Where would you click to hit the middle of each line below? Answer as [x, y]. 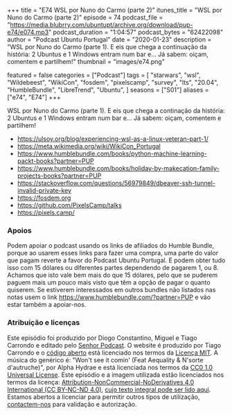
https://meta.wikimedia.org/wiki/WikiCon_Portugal [89, 146]
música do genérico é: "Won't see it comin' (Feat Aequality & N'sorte [105, 359]
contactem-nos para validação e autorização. [72, 404]
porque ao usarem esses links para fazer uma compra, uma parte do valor [113, 253]
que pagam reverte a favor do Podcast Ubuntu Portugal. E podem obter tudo [116, 260]
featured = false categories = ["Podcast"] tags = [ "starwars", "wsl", [104, 75]
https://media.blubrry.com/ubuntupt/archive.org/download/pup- [101, 25]
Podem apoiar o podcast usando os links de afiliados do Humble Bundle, [111, 246]
